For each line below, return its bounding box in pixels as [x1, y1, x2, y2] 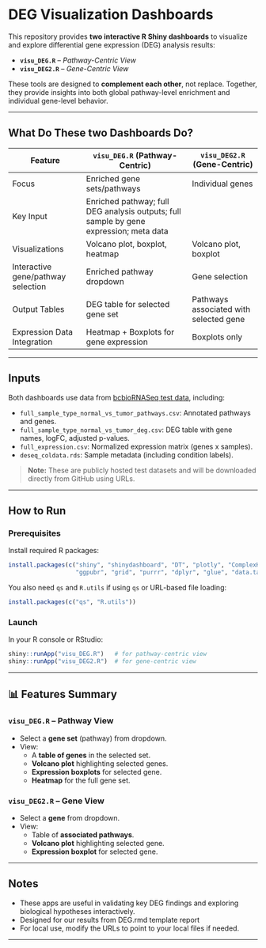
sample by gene [85, 215, 146, 226]
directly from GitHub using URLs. [27, 473, 135, 483]
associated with [192, 303, 251, 314]
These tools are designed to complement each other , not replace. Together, [8, 79, 257, 89]
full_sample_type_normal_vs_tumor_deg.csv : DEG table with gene [19, 425, 233, 434]
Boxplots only [192, 331, 243, 342]
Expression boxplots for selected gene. [31, 767, 162, 776]
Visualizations [12, 243, 64, 254]
